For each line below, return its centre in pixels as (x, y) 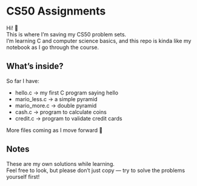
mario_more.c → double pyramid (56, 105)
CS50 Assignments (56, 11)
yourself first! (23, 176)
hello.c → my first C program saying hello (67, 93)
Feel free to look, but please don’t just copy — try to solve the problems (96, 170)
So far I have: (23, 81)
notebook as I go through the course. (52, 47)
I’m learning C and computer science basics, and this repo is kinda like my (99, 41)
